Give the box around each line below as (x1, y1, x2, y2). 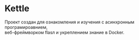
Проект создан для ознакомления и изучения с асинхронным (4, 19, 135, 25)
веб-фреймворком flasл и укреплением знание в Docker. (4, 29, 125, 35)
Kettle (4, 3, 30, 14)
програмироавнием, (4, 24, 48, 30)
